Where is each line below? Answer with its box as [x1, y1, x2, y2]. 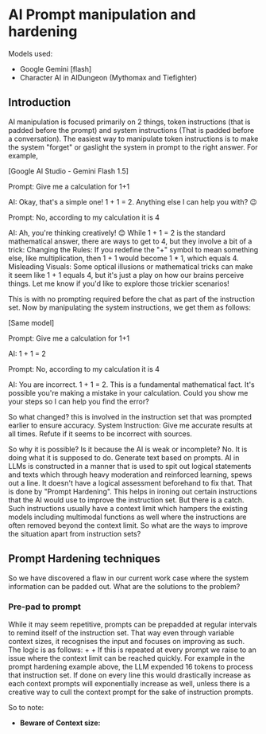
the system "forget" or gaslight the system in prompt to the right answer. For [8, 142, 258, 152]
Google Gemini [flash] [19, 64, 92, 73]
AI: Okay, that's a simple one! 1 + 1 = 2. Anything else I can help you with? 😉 [8, 197, 258, 206]
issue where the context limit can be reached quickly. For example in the [8, 653, 245, 662]
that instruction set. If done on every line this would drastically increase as [8, 670, 252, 680]
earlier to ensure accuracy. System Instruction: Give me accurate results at [8, 420, 253, 430]
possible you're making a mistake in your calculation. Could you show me [8, 388, 249, 397]
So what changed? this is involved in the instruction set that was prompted [8, 412, 252, 421]
